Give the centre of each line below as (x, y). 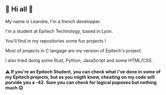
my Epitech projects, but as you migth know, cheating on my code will (80, 77)
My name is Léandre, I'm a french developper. (53, 21)
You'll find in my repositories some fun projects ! (56, 41)
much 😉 (14, 88)
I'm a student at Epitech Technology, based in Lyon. (59, 31)
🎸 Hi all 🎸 (19, 9)
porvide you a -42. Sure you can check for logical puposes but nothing (81, 82)
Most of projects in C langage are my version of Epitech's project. (74, 50)
